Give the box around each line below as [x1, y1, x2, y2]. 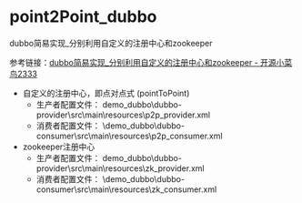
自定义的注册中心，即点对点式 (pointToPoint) [22, 87, 190, 98]
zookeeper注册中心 [22, 141, 96, 152]
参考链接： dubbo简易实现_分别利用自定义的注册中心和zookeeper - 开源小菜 [9, 56, 293, 67]
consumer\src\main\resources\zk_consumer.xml [35, 184, 217, 195]
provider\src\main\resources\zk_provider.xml [35, 162, 205, 174]
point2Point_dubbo [9, 6, 157, 27]
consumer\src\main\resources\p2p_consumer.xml [35, 130, 223, 141]
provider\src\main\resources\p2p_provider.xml [35, 109, 211, 120]
